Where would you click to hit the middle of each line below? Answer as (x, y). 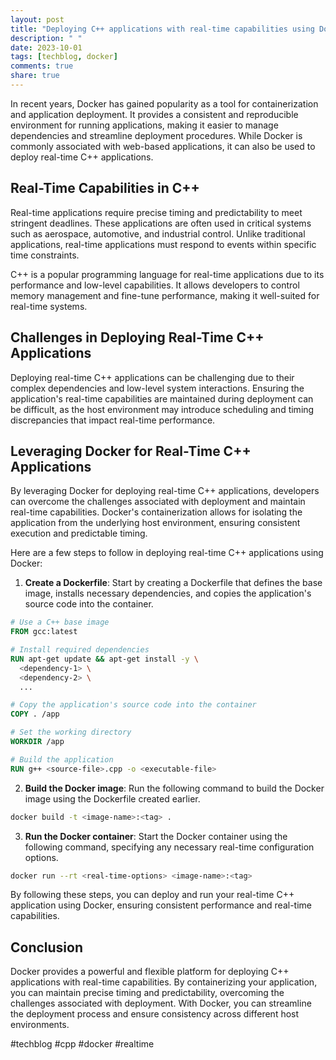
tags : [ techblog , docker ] (64, 57)
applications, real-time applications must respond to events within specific (163, 244)
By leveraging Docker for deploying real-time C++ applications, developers (165, 491)
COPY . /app (35, 714)
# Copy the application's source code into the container (133, 705)
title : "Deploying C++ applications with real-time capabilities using (162, 29)
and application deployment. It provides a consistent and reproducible (154, 114)
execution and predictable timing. (79, 533)
